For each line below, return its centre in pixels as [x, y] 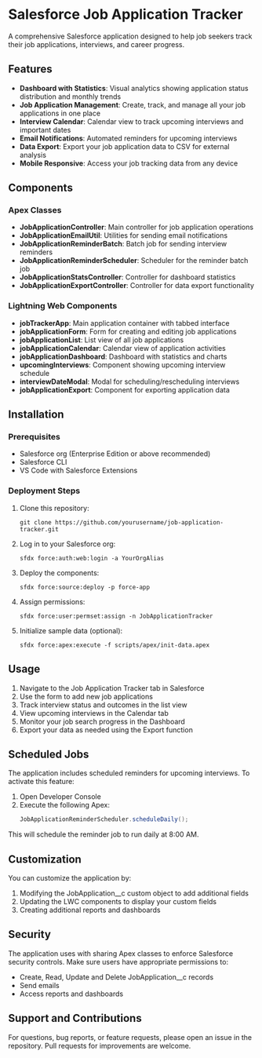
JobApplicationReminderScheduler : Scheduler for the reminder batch [134, 261]
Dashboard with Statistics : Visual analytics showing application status [134, 88]
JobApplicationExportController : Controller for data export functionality [137, 286]
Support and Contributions [75, 1018]
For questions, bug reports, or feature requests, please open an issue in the [130, 1037]
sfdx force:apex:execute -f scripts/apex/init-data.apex [115, 645]
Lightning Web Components [63, 306]
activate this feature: [41, 782]
